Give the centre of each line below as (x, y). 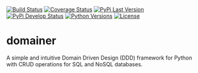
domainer (31, 41)
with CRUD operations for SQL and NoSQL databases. (74, 64)
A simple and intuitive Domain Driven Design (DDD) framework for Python (99, 58)
